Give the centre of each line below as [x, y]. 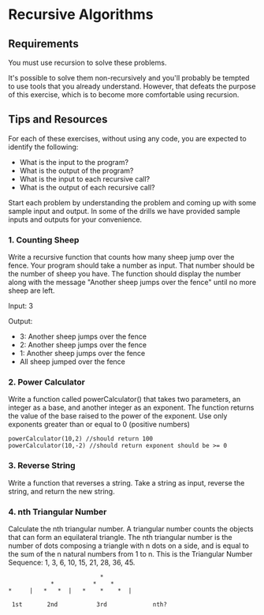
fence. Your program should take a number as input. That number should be [132, 265]
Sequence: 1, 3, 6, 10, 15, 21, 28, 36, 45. [72, 562]
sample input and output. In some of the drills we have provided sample [124, 211]
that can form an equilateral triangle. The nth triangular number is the [120, 537]
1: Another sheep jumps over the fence [82, 354]
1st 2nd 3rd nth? [89, 605]
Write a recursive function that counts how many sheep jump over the [121, 257]
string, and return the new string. [62, 491]
